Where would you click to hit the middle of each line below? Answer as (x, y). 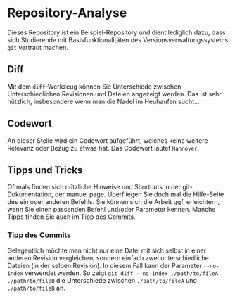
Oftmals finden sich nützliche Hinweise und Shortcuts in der (94, 187)
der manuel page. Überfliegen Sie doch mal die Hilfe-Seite (140, 194)
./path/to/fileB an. (36, 288)
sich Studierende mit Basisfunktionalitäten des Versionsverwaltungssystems (118, 39)
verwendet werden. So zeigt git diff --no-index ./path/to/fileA (121, 273)
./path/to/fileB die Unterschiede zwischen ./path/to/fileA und (102, 280)
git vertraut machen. (38, 47)
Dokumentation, (31, 194)
